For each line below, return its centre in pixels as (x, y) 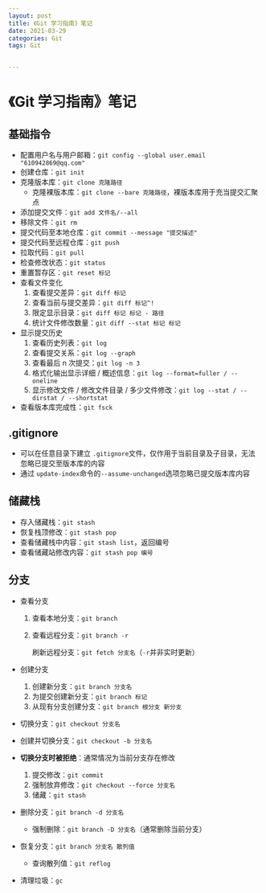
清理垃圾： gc (41, 880)
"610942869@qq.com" (53, 163)
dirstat (45, 399)
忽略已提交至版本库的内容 (62, 463)
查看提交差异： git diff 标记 (79, 293)
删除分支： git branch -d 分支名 (72, 812)
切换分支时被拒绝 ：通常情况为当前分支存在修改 (97, 757)
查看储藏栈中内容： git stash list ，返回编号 (95, 542)
